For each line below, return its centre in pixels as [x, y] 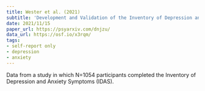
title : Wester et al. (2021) [43, 12]
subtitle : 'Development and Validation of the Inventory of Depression [99, 18]
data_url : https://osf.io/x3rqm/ [49, 35]
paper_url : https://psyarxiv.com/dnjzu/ [59, 29]
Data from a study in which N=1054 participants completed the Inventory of [101, 75]
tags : [13, 40]
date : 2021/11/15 [28, 23]
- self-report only [31, 46]
